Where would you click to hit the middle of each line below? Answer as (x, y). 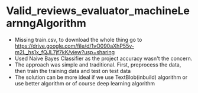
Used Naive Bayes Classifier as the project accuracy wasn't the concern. (103, 58)
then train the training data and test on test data (73, 71)
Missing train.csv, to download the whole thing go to (78, 39)
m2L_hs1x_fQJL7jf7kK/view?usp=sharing (65, 52)
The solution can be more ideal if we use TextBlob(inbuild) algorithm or (101, 77)
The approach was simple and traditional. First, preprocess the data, (98, 64)
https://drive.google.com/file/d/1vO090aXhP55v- (74, 46)
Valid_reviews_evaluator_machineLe (98, 11)
